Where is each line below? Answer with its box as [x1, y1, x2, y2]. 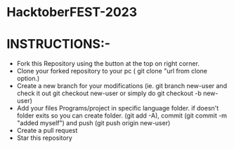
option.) [16, 74, 40, 83]
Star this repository [16, 134, 73, 142]
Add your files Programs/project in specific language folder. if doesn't [16, 104, 219, 113]
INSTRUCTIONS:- [6, 36, 110, 52]
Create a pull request [16, 127, 78, 135]
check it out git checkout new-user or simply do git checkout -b [16, 89, 202, 98]
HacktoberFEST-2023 [6, 4, 138, 20]
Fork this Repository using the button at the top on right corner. [16, 59, 200, 68]
